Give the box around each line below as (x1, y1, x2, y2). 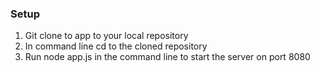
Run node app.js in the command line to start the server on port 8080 (24, 51, 311, 63)
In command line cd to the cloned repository (24, 40, 208, 52)
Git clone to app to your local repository (24, 30, 189, 42)
